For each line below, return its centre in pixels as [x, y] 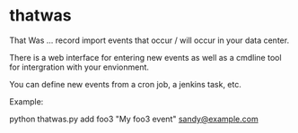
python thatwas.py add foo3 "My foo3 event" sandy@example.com [134, 119]
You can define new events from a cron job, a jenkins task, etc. [126, 84]
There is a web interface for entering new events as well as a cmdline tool [145, 57]
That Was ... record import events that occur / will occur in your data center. [149, 40]
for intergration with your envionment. [79, 67]
